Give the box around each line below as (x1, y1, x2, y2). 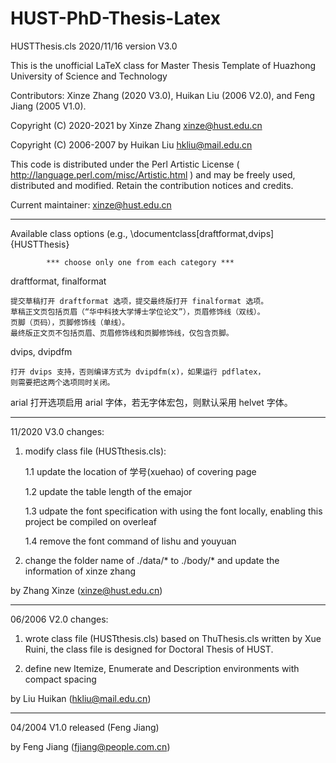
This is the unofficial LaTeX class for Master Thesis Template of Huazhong (10, 59, 317, 71)
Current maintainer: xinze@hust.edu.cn (10, 198, 172, 211)
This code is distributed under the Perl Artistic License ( (10, 158, 240, 170)
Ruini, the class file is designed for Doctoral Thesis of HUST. (24, 643, 274, 655)
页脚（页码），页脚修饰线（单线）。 (10, 317, 130, 327)
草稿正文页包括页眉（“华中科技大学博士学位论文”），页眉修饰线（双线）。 (10, 307, 265, 317)
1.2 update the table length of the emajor (24, 485, 193, 497)
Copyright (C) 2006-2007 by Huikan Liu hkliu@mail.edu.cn (10, 138, 253, 151)
